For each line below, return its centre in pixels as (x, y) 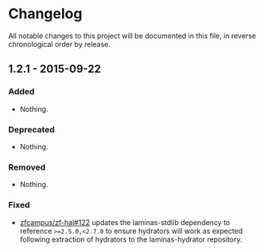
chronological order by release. (60, 44)
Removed (27, 167)
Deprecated (32, 129)
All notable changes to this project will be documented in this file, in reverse (132, 36)
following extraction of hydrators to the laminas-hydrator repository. (131, 239)
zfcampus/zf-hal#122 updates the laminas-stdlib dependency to (125, 222)
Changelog (45, 14)
